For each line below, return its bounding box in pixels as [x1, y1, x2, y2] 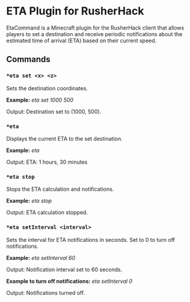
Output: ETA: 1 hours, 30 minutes [6, 158, 88, 165]
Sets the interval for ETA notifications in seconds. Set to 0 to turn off [6, 236, 176, 243]
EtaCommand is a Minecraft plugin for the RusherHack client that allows [6, 24, 185, 31]
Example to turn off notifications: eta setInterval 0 [6, 277, 133, 285]
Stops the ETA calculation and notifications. [6, 185, 114, 193]
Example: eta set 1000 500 [6, 96, 74, 103]
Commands [6, 54, 51, 64]
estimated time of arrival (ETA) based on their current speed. [6, 37, 157, 44]
